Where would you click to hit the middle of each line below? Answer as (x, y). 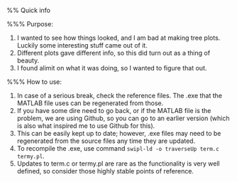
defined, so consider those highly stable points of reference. (105, 171)
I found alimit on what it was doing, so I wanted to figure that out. (112, 68)
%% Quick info (29, 10)
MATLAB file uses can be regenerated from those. (90, 103)
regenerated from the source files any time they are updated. (106, 141)
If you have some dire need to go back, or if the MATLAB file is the (114, 111)
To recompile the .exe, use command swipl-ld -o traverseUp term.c (118, 148)
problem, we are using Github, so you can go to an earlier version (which (123, 118)
